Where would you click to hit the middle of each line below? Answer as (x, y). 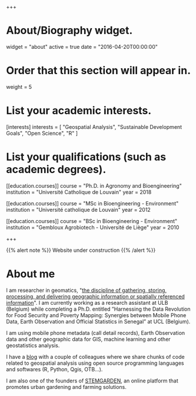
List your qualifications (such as (86, 157)
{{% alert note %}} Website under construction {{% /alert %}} (81, 250)
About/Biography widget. (69, 31)
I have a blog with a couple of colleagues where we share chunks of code (95, 357)
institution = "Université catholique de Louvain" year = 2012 (79, 209)
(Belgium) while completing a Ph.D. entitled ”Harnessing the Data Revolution (98, 309)
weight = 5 (19, 86)
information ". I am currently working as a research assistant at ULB (87, 302)
